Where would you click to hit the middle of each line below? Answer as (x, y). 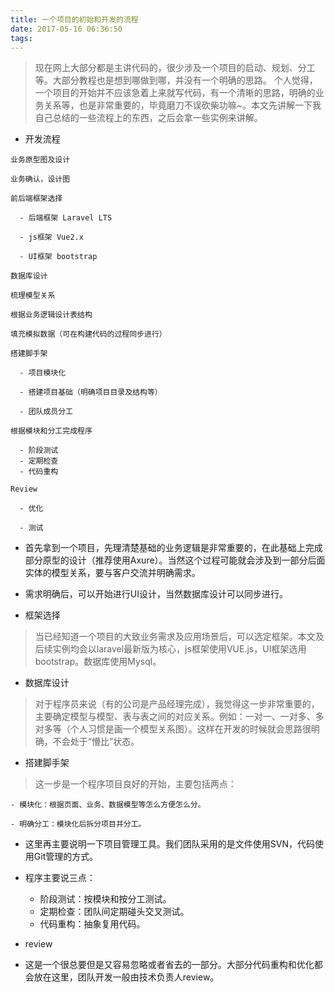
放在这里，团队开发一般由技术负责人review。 (126, 977)
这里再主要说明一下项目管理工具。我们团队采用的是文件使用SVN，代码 (169, 844)
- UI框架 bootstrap (58, 257)
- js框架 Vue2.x (51, 237)
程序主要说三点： (60, 878)
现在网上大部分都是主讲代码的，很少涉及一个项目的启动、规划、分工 (175, 68)
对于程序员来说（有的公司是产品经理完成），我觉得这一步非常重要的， (177, 704)
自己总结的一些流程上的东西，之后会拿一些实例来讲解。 (148, 118)
